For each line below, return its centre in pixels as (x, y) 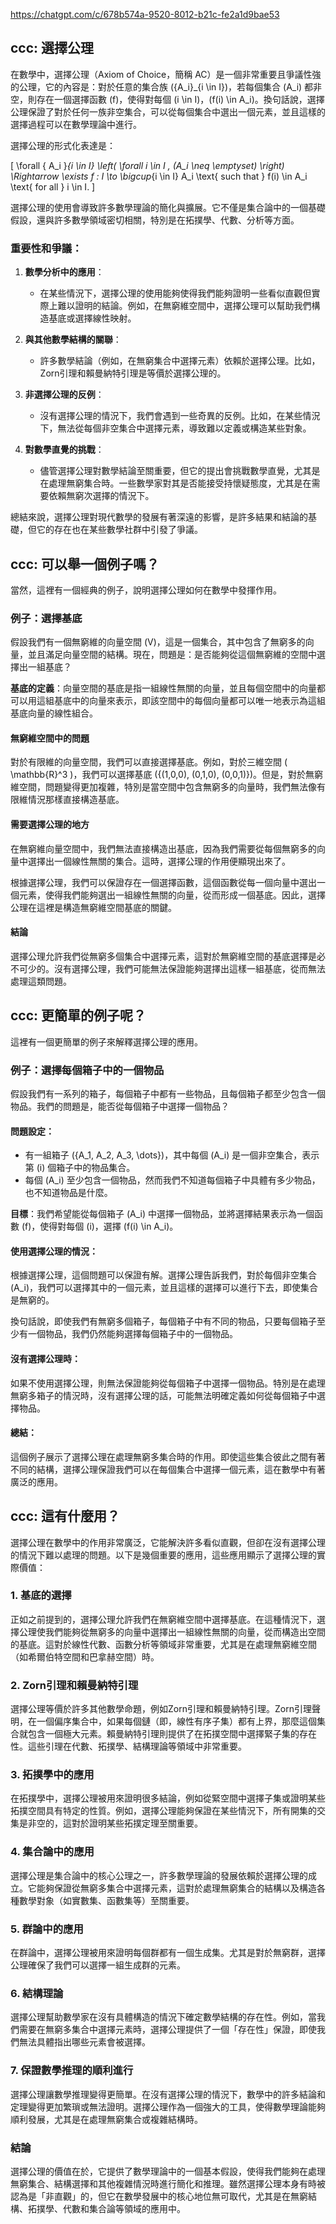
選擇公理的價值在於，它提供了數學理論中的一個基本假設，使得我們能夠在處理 (168, 2171)
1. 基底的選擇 (41, 1596)
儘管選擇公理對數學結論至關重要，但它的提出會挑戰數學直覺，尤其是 (180, 471)
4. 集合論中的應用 (52, 1852)
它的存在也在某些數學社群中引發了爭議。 (119, 530)
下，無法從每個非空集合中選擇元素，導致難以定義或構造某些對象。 (175, 428)
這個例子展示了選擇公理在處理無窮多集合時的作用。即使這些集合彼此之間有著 (168, 1456)
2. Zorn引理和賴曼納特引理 (74, 1685)
